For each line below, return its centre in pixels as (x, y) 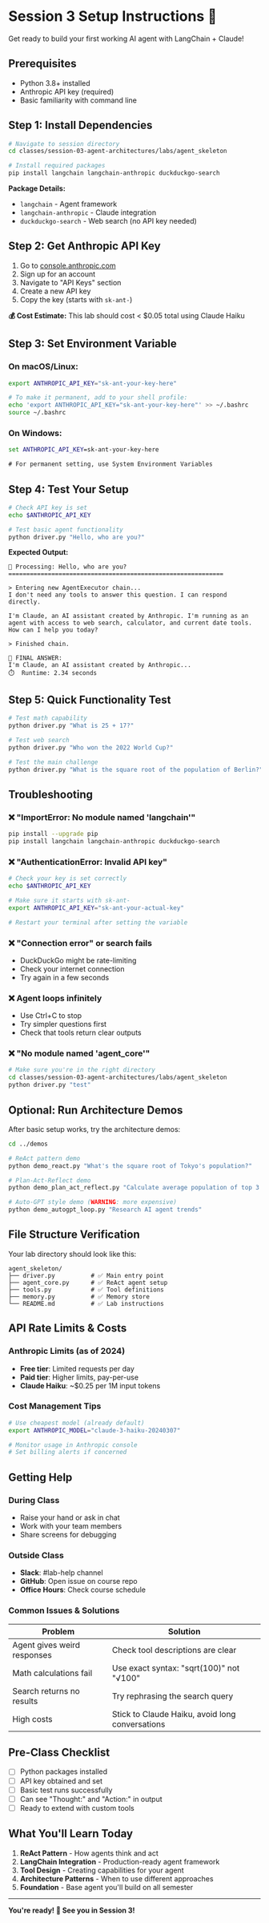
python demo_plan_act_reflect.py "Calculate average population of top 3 (134, 1188)
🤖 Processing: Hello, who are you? (68, 567)
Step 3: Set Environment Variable (93, 344)
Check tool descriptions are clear (174, 1650)
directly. (25, 602)
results (25, 1701)
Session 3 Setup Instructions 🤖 (113, 16)
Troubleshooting (51, 794)
